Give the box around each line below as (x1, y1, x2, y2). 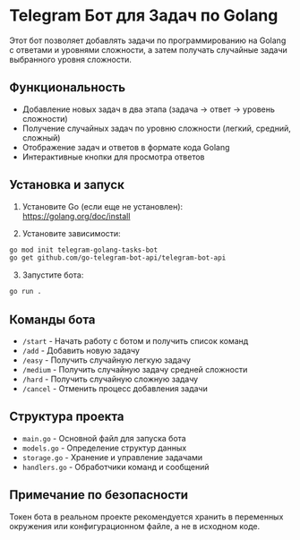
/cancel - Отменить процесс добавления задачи (21, 383, 208, 394)
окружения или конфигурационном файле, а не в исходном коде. (9, 520, 261, 531)
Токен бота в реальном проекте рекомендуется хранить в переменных (9, 511, 284, 522)
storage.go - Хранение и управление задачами (21, 451, 203, 462)
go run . (9, 287, 42, 296)
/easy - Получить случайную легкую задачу (21, 355, 191, 365)
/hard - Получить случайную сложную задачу (21, 373, 199, 384)
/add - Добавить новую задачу (21, 346, 141, 356)
